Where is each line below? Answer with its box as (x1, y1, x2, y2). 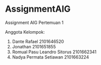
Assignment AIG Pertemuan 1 (5, 20, 64, 25)
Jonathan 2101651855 (12, 43, 56, 49)
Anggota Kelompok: (5, 29, 45, 35)
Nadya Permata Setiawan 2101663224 (12, 54, 89, 60)
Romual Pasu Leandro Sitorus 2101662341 (12, 49, 97, 55)
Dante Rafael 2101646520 (12, 38, 64, 44)
